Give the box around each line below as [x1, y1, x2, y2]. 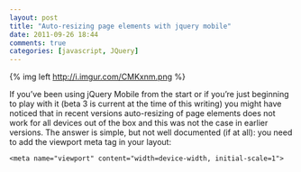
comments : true [9, 38, 67, 48]
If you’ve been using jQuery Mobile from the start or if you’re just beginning [9, 89, 290, 100]
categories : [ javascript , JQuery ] [9, 47, 140, 56]
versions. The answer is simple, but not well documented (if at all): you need [9, 127, 293, 138]
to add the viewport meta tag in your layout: [9, 137, 172, 148]
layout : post [9, 13, 59, 23]
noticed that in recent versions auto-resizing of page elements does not [9, 108, 277, 119]
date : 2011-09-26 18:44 [9, 30, 99, 39]
